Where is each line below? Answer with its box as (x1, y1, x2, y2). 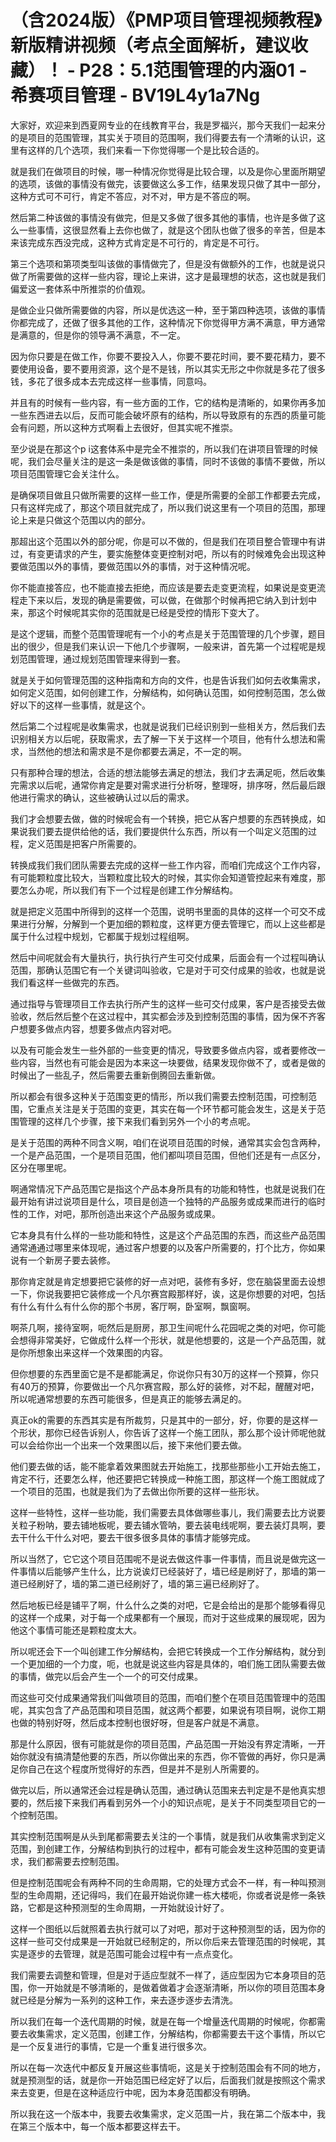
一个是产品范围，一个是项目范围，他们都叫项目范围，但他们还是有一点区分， (10, 1149, 326, 1161)
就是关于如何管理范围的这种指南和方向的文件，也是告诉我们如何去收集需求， (10, 674, 326, 686)
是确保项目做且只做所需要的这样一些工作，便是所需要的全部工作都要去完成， (10, 489, 326, 501)
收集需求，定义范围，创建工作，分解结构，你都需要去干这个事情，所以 (27, 2027, 317, 2040)
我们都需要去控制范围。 (27, 1855, 125, 1867)
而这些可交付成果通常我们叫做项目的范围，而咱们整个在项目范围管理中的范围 (10, 1691, 326, 1703)
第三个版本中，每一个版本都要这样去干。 (18, 2120, 186, 2132)
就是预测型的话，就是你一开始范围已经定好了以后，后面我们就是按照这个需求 (10, 2074, 326, 2086)
